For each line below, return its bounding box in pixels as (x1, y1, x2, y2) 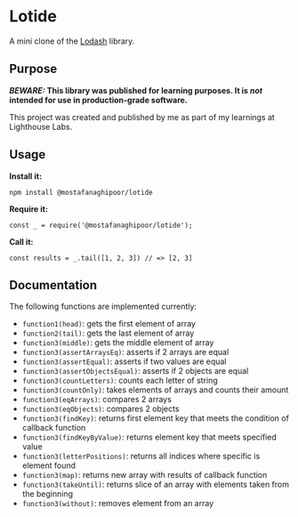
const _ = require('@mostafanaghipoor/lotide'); (9, 221, 193, 230)
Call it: (9, 236, 34, 246)
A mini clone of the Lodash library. (9, 36, 135, 46)
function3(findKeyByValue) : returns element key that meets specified (21, 432, 278, 442)
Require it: (9, 203, 49, 214)
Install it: (9, 171, 43, 182)
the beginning (21, 489, 74, 499)
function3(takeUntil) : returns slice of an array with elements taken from (21, 479, 289, 490)
